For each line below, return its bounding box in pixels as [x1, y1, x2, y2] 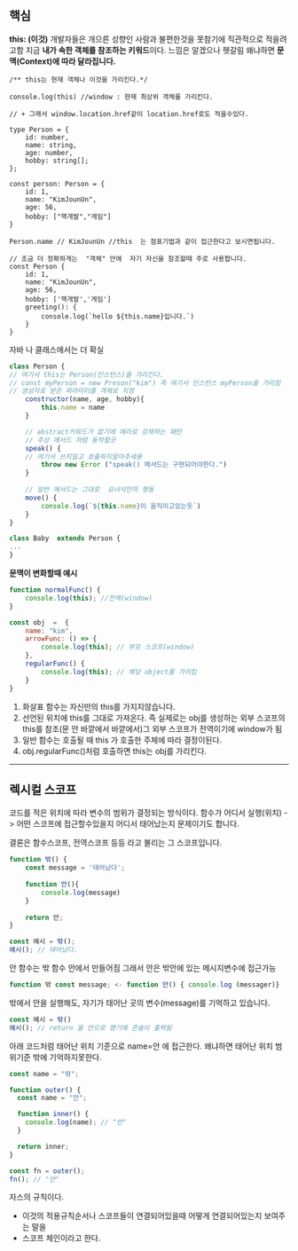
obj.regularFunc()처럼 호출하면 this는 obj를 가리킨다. [21, 745, 207, 756]
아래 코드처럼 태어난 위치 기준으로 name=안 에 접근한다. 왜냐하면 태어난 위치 [9, 1041, 273, 1051]
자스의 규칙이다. [9, 1192, 65, 1202]
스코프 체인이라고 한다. [21, 1232, 101, 1244]
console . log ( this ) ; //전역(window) [25, 594, 153, 602]
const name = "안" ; [17, 1094, 87, 1103]
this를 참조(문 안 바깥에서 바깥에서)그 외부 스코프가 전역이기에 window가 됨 [21, 723, 283, 734]
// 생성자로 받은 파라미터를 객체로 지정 [9, 387, 135, 396]
